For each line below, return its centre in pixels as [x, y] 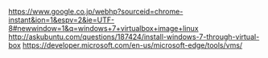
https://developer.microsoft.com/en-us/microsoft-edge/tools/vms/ [133, 45]
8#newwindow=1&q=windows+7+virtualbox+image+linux [103, 28]
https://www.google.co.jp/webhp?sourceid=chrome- [96, 12]
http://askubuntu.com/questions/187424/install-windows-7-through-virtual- [134, 37]
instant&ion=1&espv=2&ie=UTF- [62, 20]
